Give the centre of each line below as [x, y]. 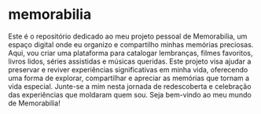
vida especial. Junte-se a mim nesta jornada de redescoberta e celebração [130, 86]
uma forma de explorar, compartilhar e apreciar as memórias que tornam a [129, 78]
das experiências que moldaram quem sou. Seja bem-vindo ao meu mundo [130, 94]
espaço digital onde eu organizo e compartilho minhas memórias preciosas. [131, 44]
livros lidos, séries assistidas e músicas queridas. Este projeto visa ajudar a [130, 61]
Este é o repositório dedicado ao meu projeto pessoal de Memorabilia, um [128, 36]
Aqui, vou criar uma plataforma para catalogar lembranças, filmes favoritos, [130, 53]
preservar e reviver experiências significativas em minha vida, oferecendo [128, 69]
